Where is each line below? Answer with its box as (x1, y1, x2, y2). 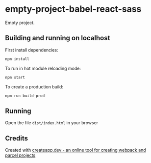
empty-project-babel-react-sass (5, 3, 142, 15)
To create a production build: (5, 83, 64, 89)
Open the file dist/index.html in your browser (5, 120, 99, 126)
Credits (5, 134, 28, 142)
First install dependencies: (5, 47, 58, 53)
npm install (5, 56, 29, 61)
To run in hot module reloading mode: (5, 65, 81, 71)
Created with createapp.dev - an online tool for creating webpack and (5, 147, 146, 153)
